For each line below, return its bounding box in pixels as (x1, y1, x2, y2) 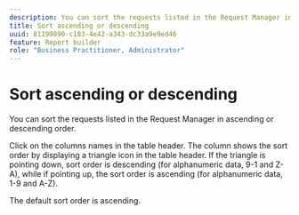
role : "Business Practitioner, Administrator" (9, 46, 185, 55)
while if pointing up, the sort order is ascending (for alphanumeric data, (21, 169, 283, 179)
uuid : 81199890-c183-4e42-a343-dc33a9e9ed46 (9, 29, 177, 38)
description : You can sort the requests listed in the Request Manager (9, 12, 280, 22)
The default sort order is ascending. (9, 195, 141, 206)
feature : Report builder (9, 37, 101, 47)
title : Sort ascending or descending (9, 21, 149, 30)
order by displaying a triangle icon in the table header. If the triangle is (9, 150, 266, 161)
